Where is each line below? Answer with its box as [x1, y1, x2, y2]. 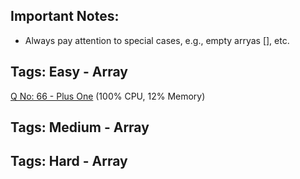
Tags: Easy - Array [10, 64, 128, 81]
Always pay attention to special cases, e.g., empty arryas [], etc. [24, 34, 290, 46]
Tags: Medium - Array [10, 119, 150, 136]
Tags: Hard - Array [10, 153, 128, 170]
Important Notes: [10, 8, 120, 25]
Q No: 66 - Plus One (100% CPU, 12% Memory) [10, 90, 206, 102]
